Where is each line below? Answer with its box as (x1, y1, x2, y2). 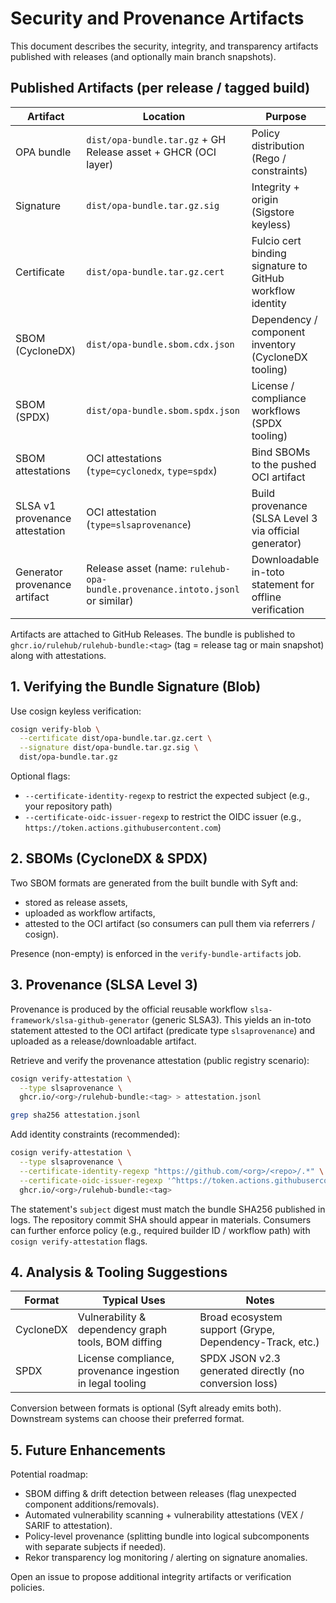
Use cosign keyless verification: (10, 705, 142, 717)
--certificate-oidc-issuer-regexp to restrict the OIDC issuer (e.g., (24, 811, 302, 823)
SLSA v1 (15, 498, 57, 512)
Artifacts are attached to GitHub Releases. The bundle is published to (10, 628, 296, 640)
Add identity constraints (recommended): (10, 1128, 181, 1141)
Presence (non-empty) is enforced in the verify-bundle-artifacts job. (10, 947, 302, 959)
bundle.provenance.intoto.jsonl (86, 583, 240, 595)
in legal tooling (77, 1377, 147, 1391)
